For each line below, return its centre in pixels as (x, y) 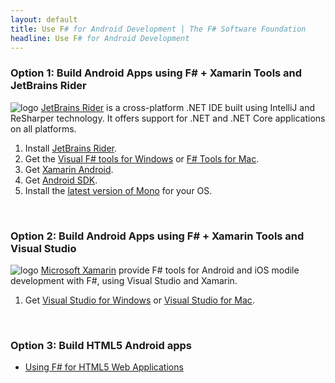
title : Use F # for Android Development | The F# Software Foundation (158, 29)
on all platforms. (43, 128)
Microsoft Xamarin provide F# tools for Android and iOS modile (170, 270)
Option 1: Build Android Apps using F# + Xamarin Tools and (156, 73)
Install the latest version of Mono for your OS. (118, 190)
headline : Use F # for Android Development (100, 38)
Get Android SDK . (61, 180)
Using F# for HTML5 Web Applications (104, 367)
